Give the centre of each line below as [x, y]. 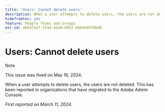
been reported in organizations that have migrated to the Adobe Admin [77, 90]
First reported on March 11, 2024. [39, 104]
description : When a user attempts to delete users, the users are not [80, 14]
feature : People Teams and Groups [41, 23]
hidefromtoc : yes [23, 19]
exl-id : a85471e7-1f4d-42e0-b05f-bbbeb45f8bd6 [54, 28]
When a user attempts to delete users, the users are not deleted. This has [79, 85]
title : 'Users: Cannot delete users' [44, 10]
